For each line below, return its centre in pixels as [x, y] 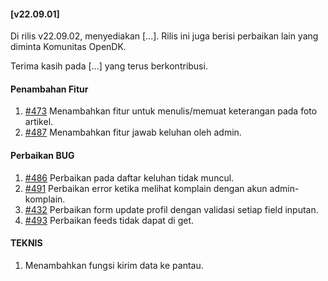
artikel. [39, 122]
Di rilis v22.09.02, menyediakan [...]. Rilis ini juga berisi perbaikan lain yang [164, 36]
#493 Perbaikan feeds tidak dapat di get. [109, 220]
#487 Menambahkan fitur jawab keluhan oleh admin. [133, 132]
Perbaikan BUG [42, 155]
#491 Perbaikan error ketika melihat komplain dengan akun [146, 188]
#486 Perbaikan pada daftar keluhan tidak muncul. [129, 177]
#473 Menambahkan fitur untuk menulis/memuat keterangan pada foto [171, 111]
